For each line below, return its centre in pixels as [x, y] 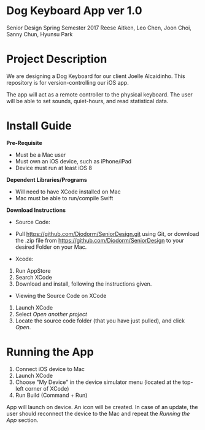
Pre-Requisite [24, 143]
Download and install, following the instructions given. [83, 284]
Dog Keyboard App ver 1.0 [74, 11]
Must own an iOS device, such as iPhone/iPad [73, 161]
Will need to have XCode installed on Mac [68, 192]
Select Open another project [51, 314]
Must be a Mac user [41, 155]
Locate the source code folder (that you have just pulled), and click [100, 321]
